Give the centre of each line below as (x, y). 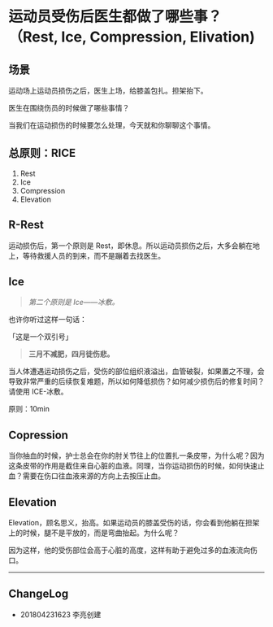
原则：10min (29, 409)
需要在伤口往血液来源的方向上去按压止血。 (93, 476)
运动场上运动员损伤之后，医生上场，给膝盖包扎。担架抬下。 (108, 91)
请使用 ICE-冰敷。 (38, 392)
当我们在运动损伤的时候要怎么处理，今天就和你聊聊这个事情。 (112, 125)
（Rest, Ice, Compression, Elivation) (132, 37)
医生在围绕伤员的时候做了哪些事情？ (69, 108)
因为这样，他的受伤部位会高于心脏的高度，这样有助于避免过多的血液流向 (129, 551)
